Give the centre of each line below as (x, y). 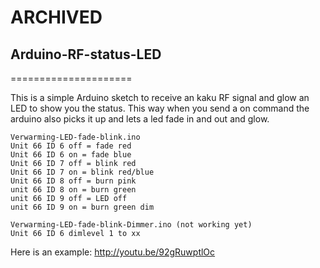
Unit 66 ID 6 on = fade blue (71, 155)
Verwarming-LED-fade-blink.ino (75, 137)
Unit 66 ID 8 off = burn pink (73, 181)
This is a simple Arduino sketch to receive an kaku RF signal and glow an (160, 97)
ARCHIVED (56, 17)
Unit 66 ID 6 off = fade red (71, 146)
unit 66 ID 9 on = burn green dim (82, 207)
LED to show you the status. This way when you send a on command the (160, 108)
